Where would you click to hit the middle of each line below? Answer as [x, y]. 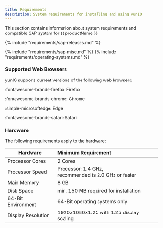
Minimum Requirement [84, 153]
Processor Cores [27, 161]
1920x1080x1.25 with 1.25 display [98, 212]
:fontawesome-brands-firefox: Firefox [43, 89]
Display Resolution [29, 215]
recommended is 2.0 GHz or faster [97, 175]
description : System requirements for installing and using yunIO [73, 14]
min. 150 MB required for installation [99, 191]
